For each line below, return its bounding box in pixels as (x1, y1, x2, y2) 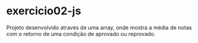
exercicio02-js (6, 4, 82, 18)
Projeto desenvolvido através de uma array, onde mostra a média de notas (6, 24, 192, 31)
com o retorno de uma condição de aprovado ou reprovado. (6, 30, 156, 37)
